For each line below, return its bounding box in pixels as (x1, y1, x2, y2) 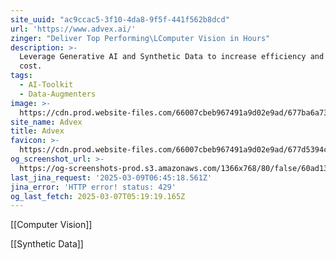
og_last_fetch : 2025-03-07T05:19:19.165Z (10, 191, 186, 201)
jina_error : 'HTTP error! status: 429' (10, 182, 177, 192)
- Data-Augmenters (19, 89, 97, 99)
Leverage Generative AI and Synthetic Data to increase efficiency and (19, 52, 325, 62)
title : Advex (10, 126, 65, 136)
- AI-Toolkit (19, 80, 74, 90)
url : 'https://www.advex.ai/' (10, 24, 137, 34)
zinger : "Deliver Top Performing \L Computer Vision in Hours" (10, 33, 271, 43)
